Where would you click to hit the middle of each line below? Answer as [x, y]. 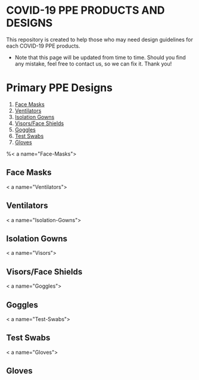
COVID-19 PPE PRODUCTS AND [85, 10]
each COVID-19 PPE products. [43, 46]
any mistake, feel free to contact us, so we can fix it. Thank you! [93, 64]
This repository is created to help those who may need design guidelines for [100, 39]
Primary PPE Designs [60, 88]
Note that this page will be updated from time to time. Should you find [100, 57]
